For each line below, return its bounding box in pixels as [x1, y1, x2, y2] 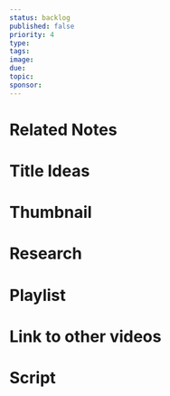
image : [9, 55, 34, 64]
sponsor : [9, 80, 42, 90]
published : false [9, 22, 75, 31]
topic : [9, 72, 34, 81]
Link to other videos [9, 326, 162, 346]
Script [9, 367, 56, 388]
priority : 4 [9, 30, 54, 39]
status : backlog [9, 13, 71, 23]
